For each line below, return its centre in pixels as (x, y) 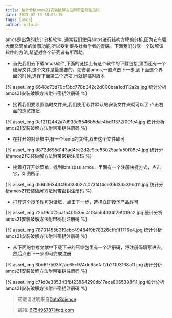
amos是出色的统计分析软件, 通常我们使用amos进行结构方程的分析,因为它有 (84, 39)
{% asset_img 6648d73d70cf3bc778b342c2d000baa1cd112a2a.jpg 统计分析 (86, 87)
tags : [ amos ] (19, 19)
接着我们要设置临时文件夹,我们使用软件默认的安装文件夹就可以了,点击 (86, 104)
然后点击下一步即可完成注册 (42, 254)
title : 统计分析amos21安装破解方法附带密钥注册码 (53, 10)
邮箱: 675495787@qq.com (46, 310)
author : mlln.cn (23, 24)
